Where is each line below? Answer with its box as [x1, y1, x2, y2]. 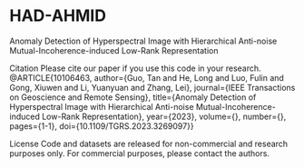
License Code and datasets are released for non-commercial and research [9, 138, 289, 149]
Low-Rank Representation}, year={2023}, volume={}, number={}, [42, 111, 287, 122]
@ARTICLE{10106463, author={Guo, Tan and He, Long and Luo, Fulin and [9, 72, 284, 83]
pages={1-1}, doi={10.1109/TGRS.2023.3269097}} [9, 120, 194, 132]
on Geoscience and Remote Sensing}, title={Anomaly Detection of [9, 92, 257, 103]
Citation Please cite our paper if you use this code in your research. [9, 63, 261, 74]
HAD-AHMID [9, 5, 107, 26]
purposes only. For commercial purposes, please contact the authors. [9, 147, 270, 159]
